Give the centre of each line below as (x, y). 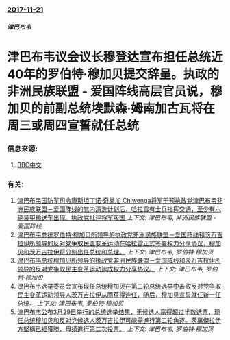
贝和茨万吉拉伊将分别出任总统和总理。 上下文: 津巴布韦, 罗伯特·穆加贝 (115, 252)
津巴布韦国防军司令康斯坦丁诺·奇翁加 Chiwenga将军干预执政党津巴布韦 (117, 201)
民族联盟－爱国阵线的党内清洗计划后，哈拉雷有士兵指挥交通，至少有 (119, 209)
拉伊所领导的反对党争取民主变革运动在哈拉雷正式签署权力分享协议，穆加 (119, 243)
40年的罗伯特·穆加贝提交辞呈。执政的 (113, 74)
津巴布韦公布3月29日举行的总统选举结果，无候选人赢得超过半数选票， (115, 312)
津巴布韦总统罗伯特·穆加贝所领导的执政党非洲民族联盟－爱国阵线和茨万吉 (120, 235)
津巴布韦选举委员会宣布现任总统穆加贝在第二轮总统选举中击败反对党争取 (119, 287)
